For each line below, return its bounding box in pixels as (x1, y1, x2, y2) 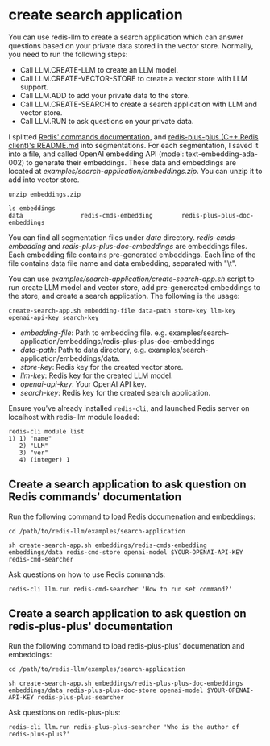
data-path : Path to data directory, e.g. (19, 345, 147, 354)
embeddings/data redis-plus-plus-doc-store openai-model (8, 686, 204, 694)
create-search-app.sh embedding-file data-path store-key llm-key (8, 306, 236, 315)
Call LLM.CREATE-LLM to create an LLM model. (19, 64, 179, 74)
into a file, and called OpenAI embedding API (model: (8, 149, 185, 159)
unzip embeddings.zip (8, 190, 81, 198)
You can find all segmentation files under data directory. (8, 232, 195, 242)
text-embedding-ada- (185, 149, 258, 159)
